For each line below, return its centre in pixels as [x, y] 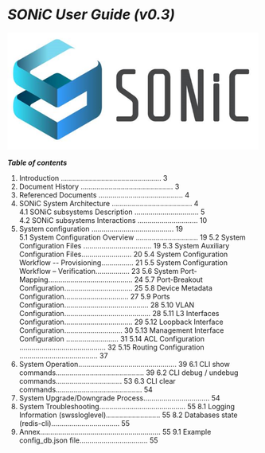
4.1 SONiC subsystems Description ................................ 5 [112, 212]
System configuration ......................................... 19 [101, 228]
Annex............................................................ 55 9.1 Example [115, 432]
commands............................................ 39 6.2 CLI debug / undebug [129, 373]
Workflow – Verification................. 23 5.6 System [99, 271]
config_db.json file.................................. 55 [88, 440]
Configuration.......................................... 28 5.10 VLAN [107, 305]
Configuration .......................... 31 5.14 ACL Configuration [111, 338]
